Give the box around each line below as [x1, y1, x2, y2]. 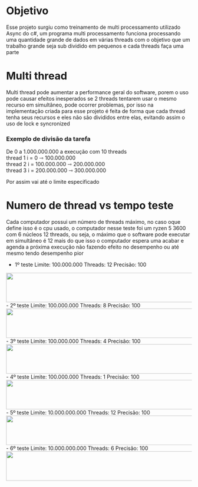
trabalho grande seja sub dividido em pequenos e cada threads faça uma [6, 42, 184, 49]
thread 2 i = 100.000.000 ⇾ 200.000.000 [6, 161, 105, 168]
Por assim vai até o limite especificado [6, 178, 100, 185]
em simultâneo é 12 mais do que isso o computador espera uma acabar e [6, 237, 184, 244]
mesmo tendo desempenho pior [6, 250, 84, 257]
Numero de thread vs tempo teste [6, 199, 174, 213]
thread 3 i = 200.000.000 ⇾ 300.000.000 [6, 167, 107, 174]
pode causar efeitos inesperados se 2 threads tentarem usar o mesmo [6, 95, 177, 102]
